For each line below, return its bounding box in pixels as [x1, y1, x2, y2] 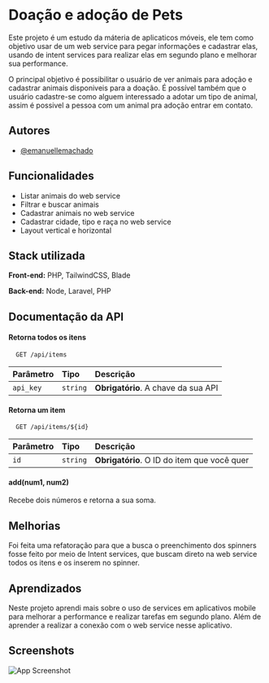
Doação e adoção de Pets [8, 6, 184, 24]
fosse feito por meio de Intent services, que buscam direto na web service [8, 549, 258, 559]
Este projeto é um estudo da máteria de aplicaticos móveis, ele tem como [8, 33, 254, 42]
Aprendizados [8, 581, 82, 595]
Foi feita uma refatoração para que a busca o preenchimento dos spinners [8, 541, 258, 550]
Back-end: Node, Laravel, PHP [8, 287, 111, 296]
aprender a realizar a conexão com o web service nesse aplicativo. [8, 620, 233, 630]
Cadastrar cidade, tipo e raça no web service [20, 217, 172, 226]
